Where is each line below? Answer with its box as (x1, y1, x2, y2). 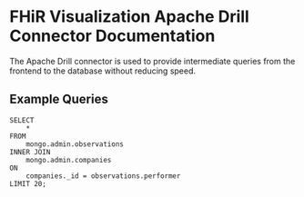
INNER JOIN (9, 147, 51, 156)
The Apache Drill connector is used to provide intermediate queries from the (9, 55, 296, 66)
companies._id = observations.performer (25, 171, 181, 181)
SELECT (9, 115, 35, 124)
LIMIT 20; (9, 179, 47, 188)
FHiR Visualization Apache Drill (9, 6, 250, 27)
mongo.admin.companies (25, 155, 112, 164)
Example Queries (9, 92, 109, 107)
